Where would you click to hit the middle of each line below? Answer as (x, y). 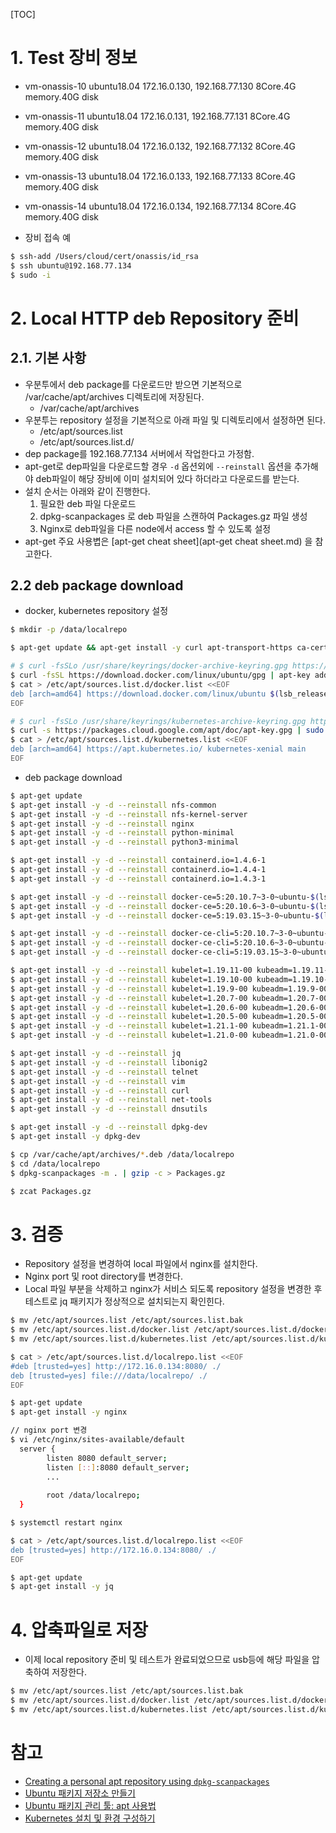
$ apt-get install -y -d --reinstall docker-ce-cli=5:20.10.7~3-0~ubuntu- (169, 934)
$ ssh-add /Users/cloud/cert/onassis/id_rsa (104, 256)
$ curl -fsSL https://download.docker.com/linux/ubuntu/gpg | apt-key (160, 675)
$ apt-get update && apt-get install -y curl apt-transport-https (151, 648)
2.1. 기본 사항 (48, 358)
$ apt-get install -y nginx (69, 1412)
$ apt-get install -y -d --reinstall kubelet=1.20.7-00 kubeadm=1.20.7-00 (169, 998)
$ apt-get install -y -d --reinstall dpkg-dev (109, 1127)
